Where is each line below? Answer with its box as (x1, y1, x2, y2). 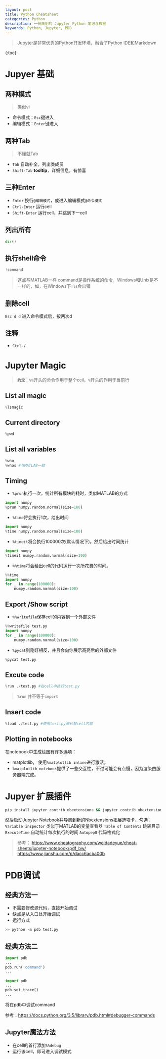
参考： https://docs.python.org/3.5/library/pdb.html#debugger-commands (5, 1012, 155, 1018)
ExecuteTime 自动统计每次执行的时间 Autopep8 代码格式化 (5, 829, 120, 835)
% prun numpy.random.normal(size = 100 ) (5, 505, 83, 510)
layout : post (5, 7, 32, 12)
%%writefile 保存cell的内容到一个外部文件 (12, 614, 96, 620)
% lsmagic (5, 405, 23, 410)
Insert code (5, 708, 41, 716)
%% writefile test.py (5, 624, 48, 629)
